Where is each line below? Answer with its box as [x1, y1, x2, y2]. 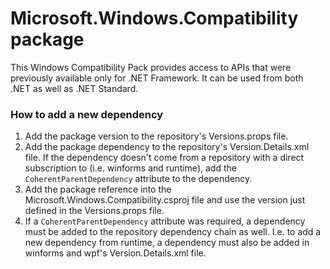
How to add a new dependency [10, 107, 164, 121]
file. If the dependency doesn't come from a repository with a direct [24, 152, 305, 164]
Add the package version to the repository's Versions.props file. [24, 130, 289, 142]
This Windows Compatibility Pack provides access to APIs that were [10, 61, 292, 73]
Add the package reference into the [24, 183, 172, 196]
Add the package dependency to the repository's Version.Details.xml [24, 141, 310, 153]
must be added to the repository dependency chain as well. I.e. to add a [24, 226, 322, 238]
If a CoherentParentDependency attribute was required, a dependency [24, 215, 306, 227]
